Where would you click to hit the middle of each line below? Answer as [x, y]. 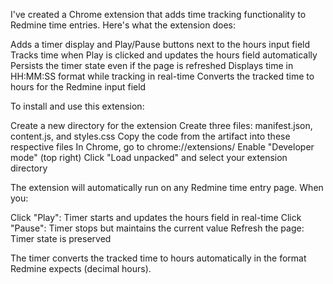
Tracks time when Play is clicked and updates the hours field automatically [164, 55]
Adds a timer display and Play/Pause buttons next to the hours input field [160, 44]
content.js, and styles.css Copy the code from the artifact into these [150, 136]
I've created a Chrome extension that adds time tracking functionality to [158, 14]
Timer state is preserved [61, 238]
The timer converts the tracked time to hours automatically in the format [158, 258]
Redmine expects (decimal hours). [81, 268]
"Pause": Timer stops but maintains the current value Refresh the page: [157, 228]
